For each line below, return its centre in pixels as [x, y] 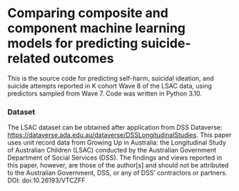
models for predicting [73, 43]
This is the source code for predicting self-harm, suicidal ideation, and [111, 78]
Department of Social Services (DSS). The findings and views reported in [115, 158]
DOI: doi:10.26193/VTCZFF [46, 180]
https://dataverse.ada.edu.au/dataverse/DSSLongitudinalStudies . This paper [119, 135]
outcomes [83, 59]
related [29, 59]
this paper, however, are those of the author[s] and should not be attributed [118, 165]
